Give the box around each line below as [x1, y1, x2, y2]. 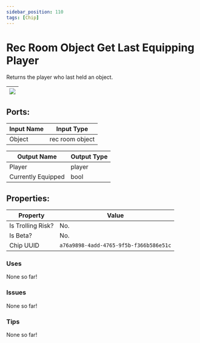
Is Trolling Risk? [9, 222, 54, 230]
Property [18, 211, 45, 220]
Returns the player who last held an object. [6, 73, 113, 81]
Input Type [56, 125, 88, 134]
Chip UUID [9, 241, 39, 250]
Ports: [6, 107, 30, 117]
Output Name [17, 152, 57, 161]
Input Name [9, 125, 44, 134]
